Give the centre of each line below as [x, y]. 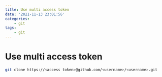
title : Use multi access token [37, 10]
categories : [17, 19]
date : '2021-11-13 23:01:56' [35, 14]
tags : [11, 28]
